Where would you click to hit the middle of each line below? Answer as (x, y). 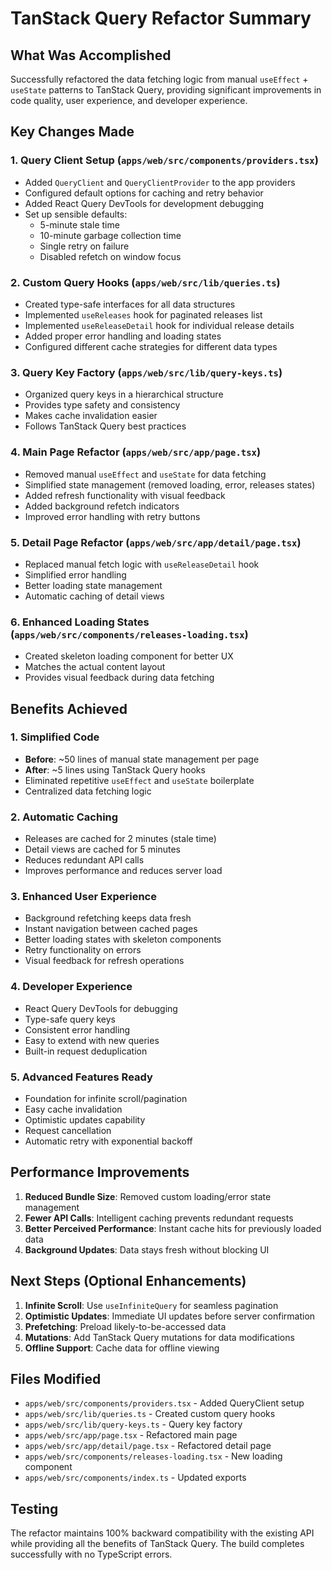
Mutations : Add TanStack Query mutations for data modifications (159, 1337)
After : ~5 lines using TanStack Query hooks (115, 769)
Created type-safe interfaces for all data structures (130, 304)
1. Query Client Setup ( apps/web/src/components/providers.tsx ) (164, 160)
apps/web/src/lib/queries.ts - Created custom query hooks (150, 1414)
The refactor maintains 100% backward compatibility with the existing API (162, 1533)
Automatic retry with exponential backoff (108, 1141)
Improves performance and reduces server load (123, 871)
